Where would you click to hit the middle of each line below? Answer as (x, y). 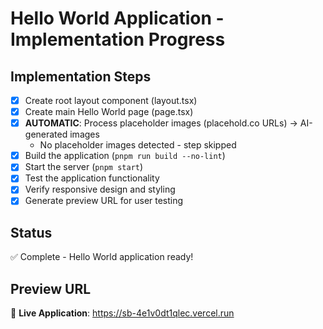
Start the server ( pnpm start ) (84, 167)
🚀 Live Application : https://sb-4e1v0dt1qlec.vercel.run (122, 313)
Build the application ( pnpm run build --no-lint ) (125, 156)
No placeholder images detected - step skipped (138, 145)
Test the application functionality (92, 178)
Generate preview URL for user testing (104, 201)
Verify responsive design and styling (100, 189)
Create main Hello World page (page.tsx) (109, 112)
